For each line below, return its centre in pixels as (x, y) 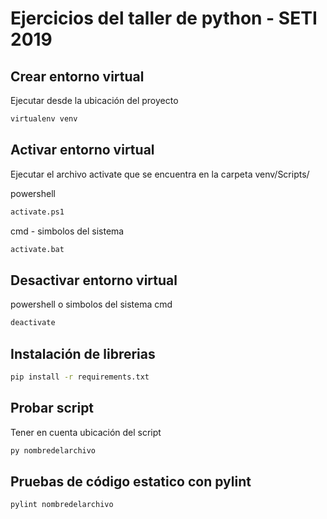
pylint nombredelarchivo (62, 505)
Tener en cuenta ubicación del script (86, 432)
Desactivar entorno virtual (94, 280)
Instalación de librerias (83, 353)
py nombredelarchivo (53, 450)
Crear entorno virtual (77, 76)
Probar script (52, 408)
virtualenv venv (44, 119)
